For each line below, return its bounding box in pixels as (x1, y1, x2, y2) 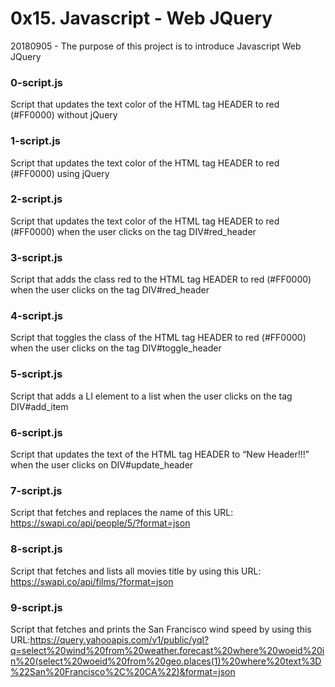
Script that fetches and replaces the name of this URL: (10, 507, 234, 519)
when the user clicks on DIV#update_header (10, 459, 194, 471)
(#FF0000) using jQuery (10, 167, 110, 179)
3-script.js (10, 250, 63, 264)
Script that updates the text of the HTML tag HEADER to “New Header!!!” (10, 448, 310, 461)
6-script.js (10, 425, 63, 439)
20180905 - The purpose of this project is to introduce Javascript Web (10, 40, 302, 52)
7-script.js (10, 483, 63, 497)
